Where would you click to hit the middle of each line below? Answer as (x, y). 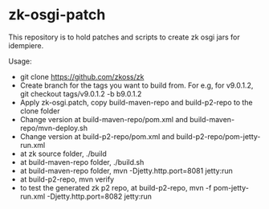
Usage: (20, 61)
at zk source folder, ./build (63, 154)
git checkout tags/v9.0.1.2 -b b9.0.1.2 (81, 93)
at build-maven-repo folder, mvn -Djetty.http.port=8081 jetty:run (126, 170)
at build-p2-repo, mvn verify (67, 179)
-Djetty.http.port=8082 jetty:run (100, 196)
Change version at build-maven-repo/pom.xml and (104, 119)
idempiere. (26, 45)
